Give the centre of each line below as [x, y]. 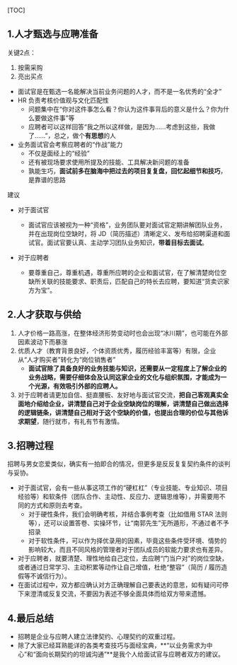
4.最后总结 [31, 618]
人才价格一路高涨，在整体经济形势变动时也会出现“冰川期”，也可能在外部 [123, 333]
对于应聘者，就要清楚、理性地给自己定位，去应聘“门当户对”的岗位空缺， [123, 558]
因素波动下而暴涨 [42, 341]
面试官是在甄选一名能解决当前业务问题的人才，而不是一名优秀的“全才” [120, 91]
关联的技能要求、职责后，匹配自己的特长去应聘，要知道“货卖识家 [135, 281]
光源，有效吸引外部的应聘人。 [78, 386]
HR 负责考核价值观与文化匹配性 [63, 100]
